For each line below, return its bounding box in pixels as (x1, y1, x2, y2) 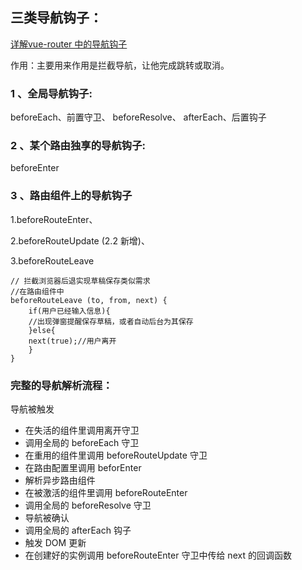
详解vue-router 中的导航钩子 (10, 38, 128, 50)
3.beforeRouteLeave (10, 254, 95, 267)
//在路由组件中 (10, 286, 65, 297)
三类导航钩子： (10, 9, 103, 27)
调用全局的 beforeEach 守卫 (24, 437, 140, 448)
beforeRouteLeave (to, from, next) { (10, 295, 168, 305)
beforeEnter (10, 162, 60, 174)
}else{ (28, 325, 56, 335)
